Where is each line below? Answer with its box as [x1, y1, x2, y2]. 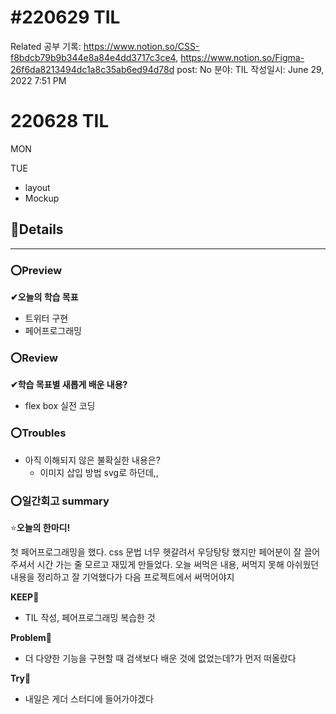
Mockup [24, 192, 60, 204]
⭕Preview [10, 263, 63, 277]
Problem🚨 [10, 631, 52, 643]
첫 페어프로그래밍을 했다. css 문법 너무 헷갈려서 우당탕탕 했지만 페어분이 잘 [10, 546, 302, 558]
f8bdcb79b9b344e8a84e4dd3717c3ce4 [10, 51, 177, 63]
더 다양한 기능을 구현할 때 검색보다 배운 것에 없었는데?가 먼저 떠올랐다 [24, 652, 297, 664]
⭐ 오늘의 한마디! [10, 521, 71, 533]
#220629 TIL [10, 6, 121, 29]
